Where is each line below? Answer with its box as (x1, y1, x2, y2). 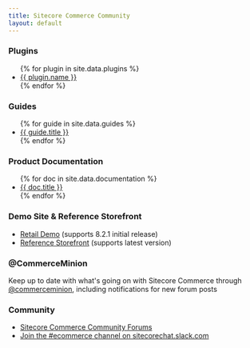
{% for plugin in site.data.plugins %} (19, 63, 140, 73)
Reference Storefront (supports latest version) (19, 238, 172, 247)
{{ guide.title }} (19, 127, 69, 137)
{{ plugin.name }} (19, 72, 77, 82)
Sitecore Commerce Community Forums (19, 322, 153, 332)
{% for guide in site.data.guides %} (19, 119, 136, 129)
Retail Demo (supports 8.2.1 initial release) (19, 229, 158, 238)
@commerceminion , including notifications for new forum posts (8, 284, 218, 294)
